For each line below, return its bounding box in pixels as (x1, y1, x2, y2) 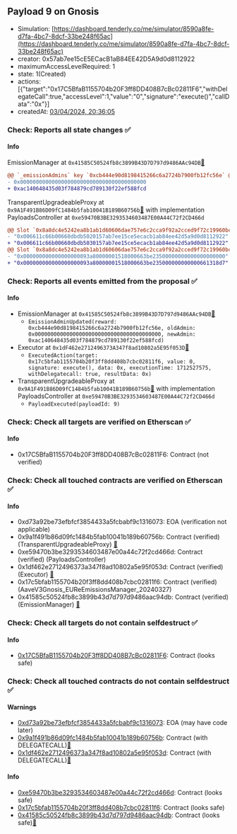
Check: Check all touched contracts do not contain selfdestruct (7, 676, 230, 686)
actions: (17, 77, 41, 86)
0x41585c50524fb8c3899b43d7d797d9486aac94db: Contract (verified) (17, 593, 229, 601)
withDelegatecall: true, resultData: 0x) (28, 370, 152, 377)
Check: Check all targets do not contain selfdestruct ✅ (7, 618, 198, 628)
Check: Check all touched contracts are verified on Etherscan (7, 475, 223, 485)
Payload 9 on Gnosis (7, 6, 99, 18)
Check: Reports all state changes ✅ (7, 125, 131, 135)
